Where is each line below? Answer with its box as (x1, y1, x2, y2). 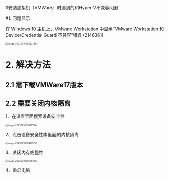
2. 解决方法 (5, 59, 51, 71)
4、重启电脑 (5, 167, 31, 173)
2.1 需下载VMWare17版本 (5, 80, 83, 89)
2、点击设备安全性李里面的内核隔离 (5, 132, 79, 138)
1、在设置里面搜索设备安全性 (5, 113, 65, 120)
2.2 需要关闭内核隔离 (5, 99, 71, 107)
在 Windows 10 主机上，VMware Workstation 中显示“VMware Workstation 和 (5, 26, 164, 32)
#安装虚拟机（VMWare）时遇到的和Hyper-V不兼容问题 (5, 5, 119, 10)
